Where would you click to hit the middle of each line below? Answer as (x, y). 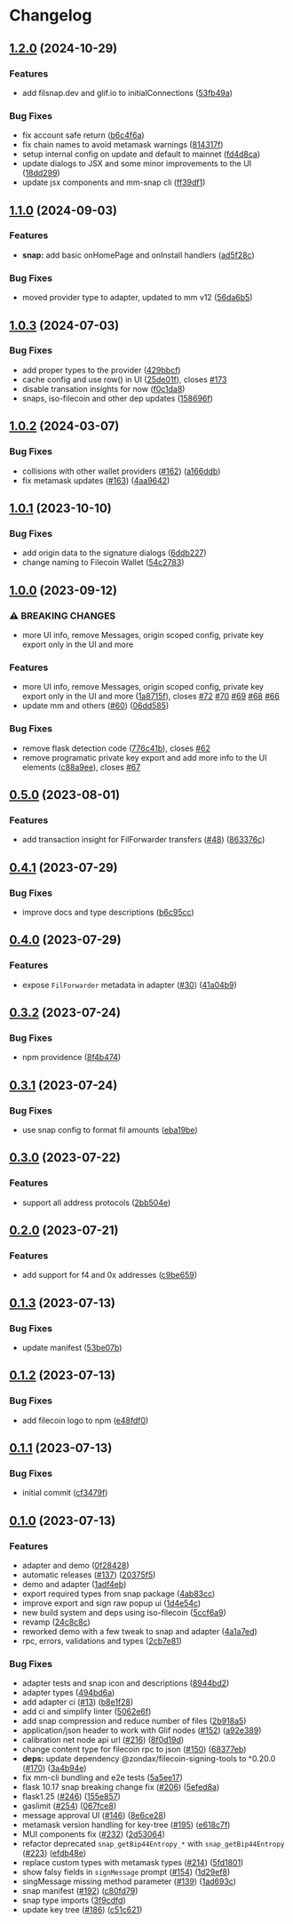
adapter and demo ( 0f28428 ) (76, 1566)
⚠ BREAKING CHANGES (63, 616)
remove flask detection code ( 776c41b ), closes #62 (116, 748)
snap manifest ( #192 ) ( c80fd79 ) (80, 1891)
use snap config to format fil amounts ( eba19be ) (110, 1130)
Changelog (51, 16)
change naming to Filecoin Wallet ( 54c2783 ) (103, 563)
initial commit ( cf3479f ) (65, 1493)
